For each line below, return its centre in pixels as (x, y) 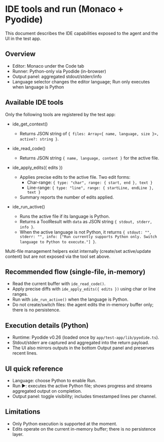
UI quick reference (34, 369)
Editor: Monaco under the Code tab (48, 66)
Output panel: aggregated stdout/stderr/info (57, 76)
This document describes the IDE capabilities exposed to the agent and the (82, 33)
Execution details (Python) (47, 325)
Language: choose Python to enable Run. (54, 381)
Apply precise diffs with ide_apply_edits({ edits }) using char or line (84, 289)
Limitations (23, 412)
